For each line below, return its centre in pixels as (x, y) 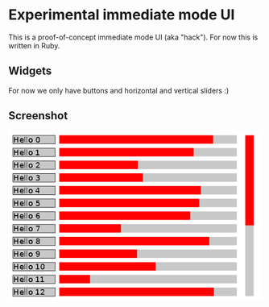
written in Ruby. (34, 45)
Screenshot (38, 116)
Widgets (30, 71)
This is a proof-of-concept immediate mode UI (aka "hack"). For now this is (133, 37)
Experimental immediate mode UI (122, 15)
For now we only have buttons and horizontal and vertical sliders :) (119, 90)
